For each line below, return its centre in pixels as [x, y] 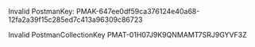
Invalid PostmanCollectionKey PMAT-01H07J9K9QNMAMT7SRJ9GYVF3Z [128, 35]
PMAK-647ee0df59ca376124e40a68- [138, 11]
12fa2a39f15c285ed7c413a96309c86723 [75, 20]
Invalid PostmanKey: [42, 11]
